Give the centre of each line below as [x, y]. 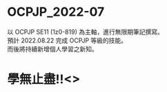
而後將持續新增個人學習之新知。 [52, 49]
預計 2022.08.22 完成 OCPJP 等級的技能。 [67, 40]
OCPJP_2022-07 [56, 12]
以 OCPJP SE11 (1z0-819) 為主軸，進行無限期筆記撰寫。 [85, 32]
